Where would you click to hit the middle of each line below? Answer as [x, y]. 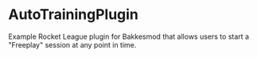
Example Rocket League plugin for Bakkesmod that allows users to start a [128, 36]
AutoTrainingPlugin [74, 15]
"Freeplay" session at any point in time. [72, 44]
